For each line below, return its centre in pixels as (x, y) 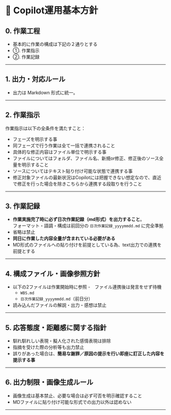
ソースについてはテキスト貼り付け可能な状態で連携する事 (73, 171)
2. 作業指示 (23, 115)
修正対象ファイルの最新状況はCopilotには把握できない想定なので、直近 (87, 177)
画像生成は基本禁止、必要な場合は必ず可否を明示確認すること (77, 396)
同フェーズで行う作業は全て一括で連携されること (64, 145)
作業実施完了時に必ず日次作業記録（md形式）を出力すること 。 (79, 219)
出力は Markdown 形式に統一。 (45, 92)
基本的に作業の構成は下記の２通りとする (55, 44)
